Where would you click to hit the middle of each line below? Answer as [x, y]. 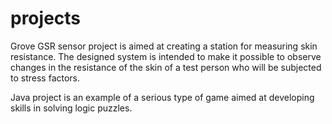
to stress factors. [45, 78]
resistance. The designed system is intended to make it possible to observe [166, 56]
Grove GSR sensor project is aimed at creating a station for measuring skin [164, 46]
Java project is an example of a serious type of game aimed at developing [162, 97]
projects [46, 18]
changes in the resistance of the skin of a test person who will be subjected [166, 67]
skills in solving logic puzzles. [71, 108]
